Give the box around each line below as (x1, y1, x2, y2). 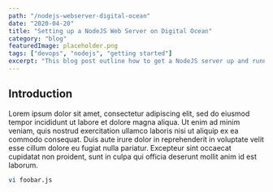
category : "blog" (8, 34, 67, 43)
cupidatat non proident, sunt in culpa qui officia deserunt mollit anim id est (8, 151, 258, 161)
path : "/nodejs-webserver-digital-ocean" (8, 11, 151, 20)
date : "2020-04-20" (8, 19, 75, 28)
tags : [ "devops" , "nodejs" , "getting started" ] (8, 49, 173, 58)
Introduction (8, 87, 73, 101)
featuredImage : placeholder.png (8, 42, 118, 50)
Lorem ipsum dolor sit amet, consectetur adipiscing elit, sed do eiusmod (8, 109, 250, 118)
